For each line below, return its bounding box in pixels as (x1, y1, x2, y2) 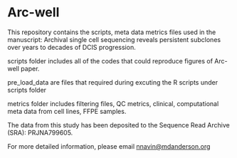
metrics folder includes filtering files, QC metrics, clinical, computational (7, 99, 219, 107)
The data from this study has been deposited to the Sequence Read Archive (7, 120, 230, 129)
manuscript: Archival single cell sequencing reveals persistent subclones (7, 35, 221, 43)
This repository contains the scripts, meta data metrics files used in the (7, 28, 216, 36)
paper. (21, 64, 40, 73)
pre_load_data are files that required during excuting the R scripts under (7, 78, 218, 86)
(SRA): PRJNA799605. (7, 128, 73, 137)
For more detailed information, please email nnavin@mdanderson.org (7, 142, 211, 150)
